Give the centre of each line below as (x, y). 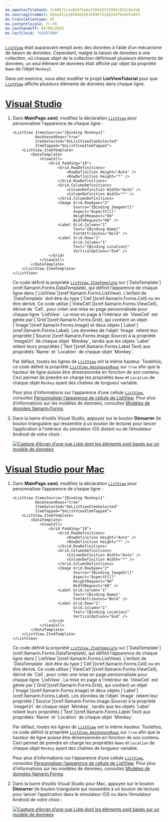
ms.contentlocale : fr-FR (31, 24)
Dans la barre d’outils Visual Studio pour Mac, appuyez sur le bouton (83, 783)
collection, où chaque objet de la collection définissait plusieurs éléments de (84, 58)
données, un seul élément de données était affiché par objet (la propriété (81, 63)
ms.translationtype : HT (30, 19)
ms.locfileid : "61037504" (32, 33)
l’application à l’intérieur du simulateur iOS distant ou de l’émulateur (82, 429)
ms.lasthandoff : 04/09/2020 (35, 29)
